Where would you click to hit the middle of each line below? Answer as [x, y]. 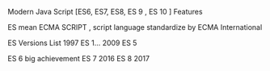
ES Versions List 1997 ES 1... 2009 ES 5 [72, 43]
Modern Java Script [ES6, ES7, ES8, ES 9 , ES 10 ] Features [105, 12]
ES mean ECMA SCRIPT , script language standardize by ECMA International [135, 27]
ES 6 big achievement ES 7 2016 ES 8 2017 [79, 58]
